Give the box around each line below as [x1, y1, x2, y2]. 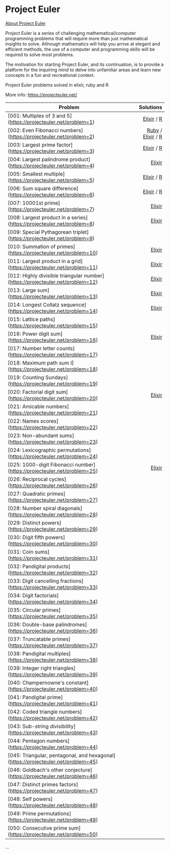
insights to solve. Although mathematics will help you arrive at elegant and [5, 40, 160, 47]
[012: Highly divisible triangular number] [8, 272, 105, 279]
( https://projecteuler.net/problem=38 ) [8, 656, 98, 663]
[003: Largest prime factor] [8, 141, 73, 148]
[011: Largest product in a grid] [8, 257, 83, 264]
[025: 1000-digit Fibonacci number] [8, 461, 96, 468]
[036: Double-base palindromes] [8, 621, 88, 628]
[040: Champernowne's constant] [8, 679, 89, 686]
